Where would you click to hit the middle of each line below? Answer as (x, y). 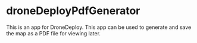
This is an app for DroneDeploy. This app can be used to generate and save (99, 27)
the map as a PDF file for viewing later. (54, 33)
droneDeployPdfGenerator (73, 11)
